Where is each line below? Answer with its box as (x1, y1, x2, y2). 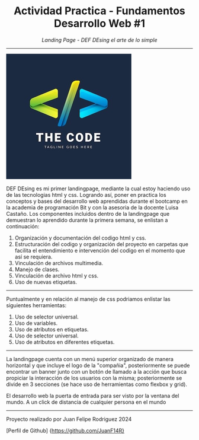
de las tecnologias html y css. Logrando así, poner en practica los (6, 191, 167, 198)
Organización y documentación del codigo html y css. (14, 234, 146, 241)
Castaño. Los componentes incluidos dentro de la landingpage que (6, 210, 170, 217)
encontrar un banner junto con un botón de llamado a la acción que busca (6, 368, 187, 375)
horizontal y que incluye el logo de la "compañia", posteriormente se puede (6, 362, 190, 369)
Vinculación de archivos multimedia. (14, 259, 104, 266)
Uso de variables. (14, 319, 58, 327)
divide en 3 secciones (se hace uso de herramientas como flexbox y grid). (6, 381, 188, 388)
